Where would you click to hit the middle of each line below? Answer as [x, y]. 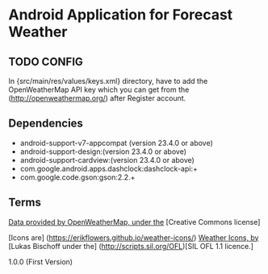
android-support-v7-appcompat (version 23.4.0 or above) [117, 143]
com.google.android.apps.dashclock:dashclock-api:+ [109, 168]
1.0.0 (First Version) [41, 262]
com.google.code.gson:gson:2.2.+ [77, 177]
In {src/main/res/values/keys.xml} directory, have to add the [108, 81]
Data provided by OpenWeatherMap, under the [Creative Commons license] [134, 222]
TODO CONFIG [46, 62]
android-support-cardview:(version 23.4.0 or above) [107, 160]
